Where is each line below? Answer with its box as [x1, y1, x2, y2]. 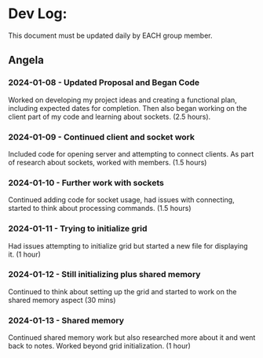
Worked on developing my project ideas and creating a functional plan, [8, 95, 237, 105]
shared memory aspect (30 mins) [8, 295, 116, 304]
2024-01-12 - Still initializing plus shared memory [8, 269, 201, 280]
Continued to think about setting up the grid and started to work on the [8, 286, 237, 296]
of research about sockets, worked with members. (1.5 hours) [8, 157, 207, 167]
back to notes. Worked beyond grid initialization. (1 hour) [8, 341, 191, 351]
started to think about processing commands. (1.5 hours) [8, 204, 192, 213]
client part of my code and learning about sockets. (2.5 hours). [8, 112, 211, 121]
